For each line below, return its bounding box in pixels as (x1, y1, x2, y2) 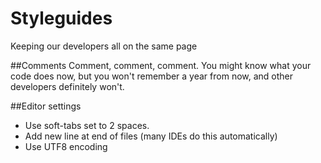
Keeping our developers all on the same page (10, 40, 198, 52)
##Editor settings (10, 100, 82, 112)
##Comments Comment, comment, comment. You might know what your (10, 59, 312, 71)
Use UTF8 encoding (24, 140, 108, 152)
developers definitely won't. (10, 80, 125, 92)
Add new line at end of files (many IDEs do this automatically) (24, 130, 278, 142)
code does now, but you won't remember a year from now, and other (10, 70, 294, 82)
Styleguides (10, 7, 113, 30)
